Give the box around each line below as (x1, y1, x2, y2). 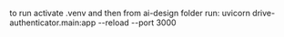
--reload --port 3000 (97, 17, 177, 28)
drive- (251, 8, 276, 18)
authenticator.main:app (9, 17, 96, 28)
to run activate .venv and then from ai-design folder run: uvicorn (9, 8, 250, 18)
